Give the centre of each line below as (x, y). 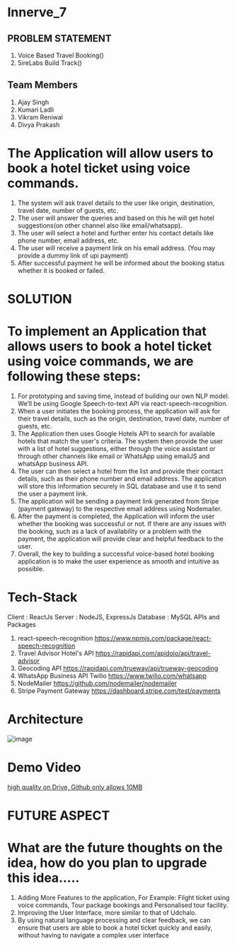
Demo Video (44, 767)
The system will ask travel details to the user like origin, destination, (116, 203)
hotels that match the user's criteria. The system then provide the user (120, 441)
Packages (22, 624)
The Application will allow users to (110, 153)
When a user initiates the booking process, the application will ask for (119, 411)
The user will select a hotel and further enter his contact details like (116, 233)
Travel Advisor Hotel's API (56, 653)
